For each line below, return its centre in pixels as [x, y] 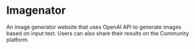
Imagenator [36, 10]
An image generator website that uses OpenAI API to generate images [94, 27]
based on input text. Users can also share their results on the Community [98, 33]
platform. [18, 39]
